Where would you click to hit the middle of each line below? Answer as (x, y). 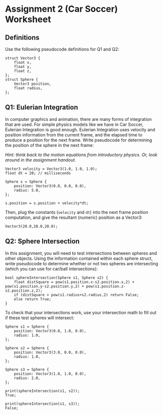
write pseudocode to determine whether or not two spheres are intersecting (81, 263)
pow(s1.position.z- (106, 286)
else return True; (33, 299)
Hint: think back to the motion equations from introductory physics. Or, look (81, 155)
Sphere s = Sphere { (26, 182)
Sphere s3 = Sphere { (27, 369)
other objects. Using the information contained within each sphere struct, (79, 258)
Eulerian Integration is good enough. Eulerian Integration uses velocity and (80, 129)
